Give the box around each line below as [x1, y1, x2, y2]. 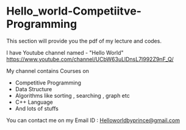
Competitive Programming [15, 79, 81, 86]
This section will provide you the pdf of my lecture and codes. [6, 37, 162, 44]
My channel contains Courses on [6, 67, 90, 74]
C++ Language [15, 98, 54, 106]
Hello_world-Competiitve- [6, 4, 142, 18]
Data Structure [15, 85, 52, 92]
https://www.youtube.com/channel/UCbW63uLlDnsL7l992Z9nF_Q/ [6, 55, 174, 63]
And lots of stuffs [15, 104, 59, 112]
